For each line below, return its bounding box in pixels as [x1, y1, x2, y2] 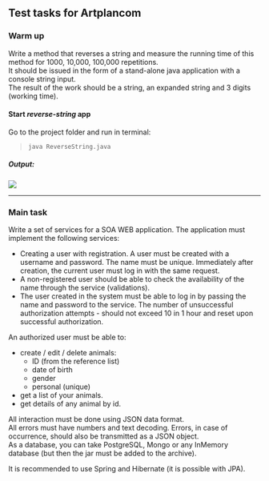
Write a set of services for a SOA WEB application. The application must [8, 225, 246, 234]
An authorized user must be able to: [8, 332, 126, 343]
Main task [8, 206, 48, 218]
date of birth [31, 365, 74, 375]
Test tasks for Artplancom [8, 6, 142, 20]
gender [31, 374, 56, 383]
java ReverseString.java [27, 142, 111, 150]
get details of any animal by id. [19, 399, 122, 409]
